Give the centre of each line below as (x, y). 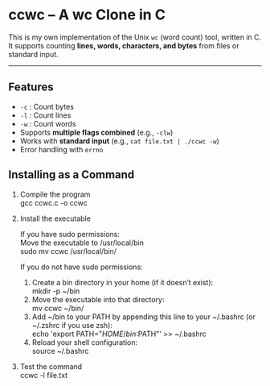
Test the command (51, 366)
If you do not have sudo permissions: (81, 267)
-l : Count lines (45, 115)
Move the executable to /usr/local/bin (82, 243)
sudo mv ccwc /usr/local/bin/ (68, 251)
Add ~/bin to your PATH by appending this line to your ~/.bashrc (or (143, 317)
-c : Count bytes (47, 106)
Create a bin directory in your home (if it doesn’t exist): (123, 282)
